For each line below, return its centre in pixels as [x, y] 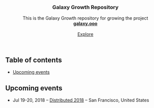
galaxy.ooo [85, 24]
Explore [85, 34]
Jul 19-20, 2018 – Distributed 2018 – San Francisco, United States [81, 100]
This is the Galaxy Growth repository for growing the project [85, 18]
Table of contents [34, 60]
